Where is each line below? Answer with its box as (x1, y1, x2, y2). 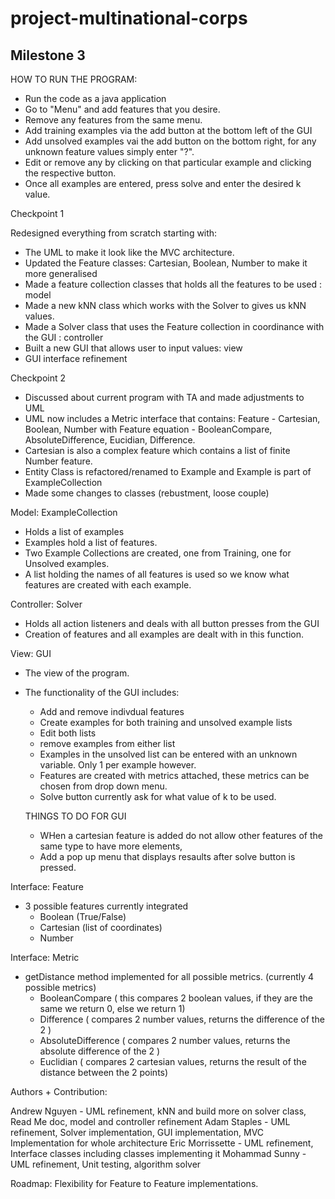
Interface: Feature (10, 881, 85, 892)
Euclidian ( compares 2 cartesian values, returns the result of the (39, 1056, 307, 1067)
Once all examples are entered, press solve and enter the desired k (24, 178, 302, 189)
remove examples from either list (39, 738, 176, 749)
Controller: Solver (10, 598, 83, 610)
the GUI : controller (24, 332, 104, 343)
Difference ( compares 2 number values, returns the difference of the (39, 1013, 325, 1025)
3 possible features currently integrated (24, 900, 189, 912)
